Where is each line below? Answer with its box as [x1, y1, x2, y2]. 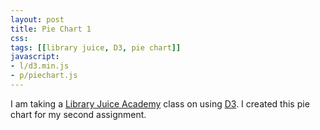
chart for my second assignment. [10, 108, 147, 120]
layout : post [10, 14, 65, 25]
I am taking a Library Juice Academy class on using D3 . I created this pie [10, 97, 310, 110]
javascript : [10, 52, 60, 62]
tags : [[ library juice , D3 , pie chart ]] [10, 42, 182, 53]
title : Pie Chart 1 [10, 24, 92, 34]
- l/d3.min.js [10, 61, 70, 71]
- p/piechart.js [10, 71, 78, 81]
